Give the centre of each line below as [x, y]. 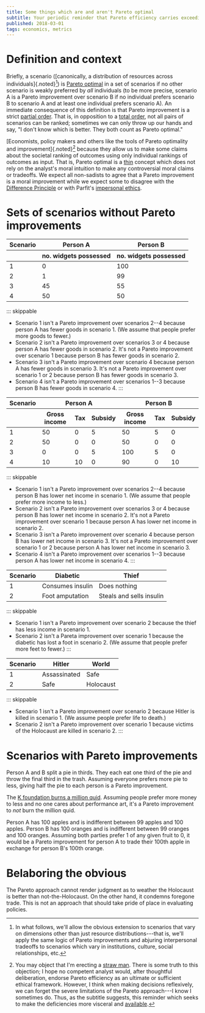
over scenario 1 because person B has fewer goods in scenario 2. [97, 356]
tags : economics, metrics [39, 29]
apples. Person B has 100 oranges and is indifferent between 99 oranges [98, 829]
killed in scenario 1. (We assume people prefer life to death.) [91, 718]
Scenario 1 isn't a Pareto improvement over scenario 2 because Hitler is [105, 711]
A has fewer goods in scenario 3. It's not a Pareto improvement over [101, 368]
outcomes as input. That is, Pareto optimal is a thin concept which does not [101, 162]
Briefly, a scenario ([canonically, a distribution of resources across [90, 77]
